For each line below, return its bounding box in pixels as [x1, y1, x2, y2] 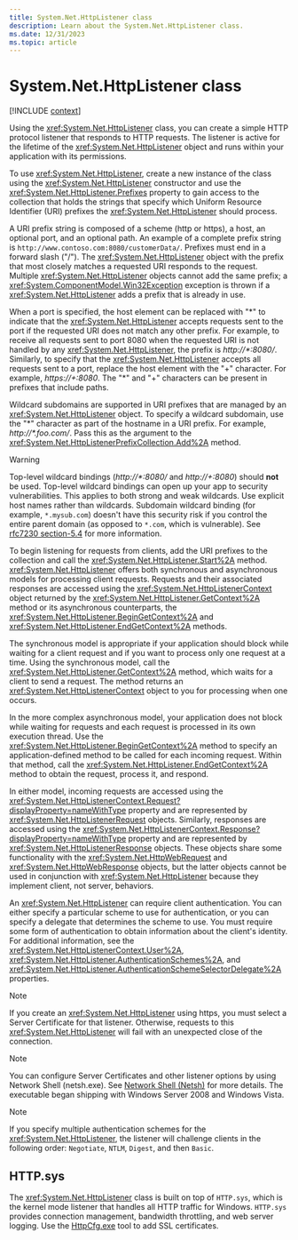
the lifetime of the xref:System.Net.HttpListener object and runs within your [9, 141, 284, 152]
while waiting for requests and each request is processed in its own [9, 722, 255, 732]
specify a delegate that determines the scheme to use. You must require [9, 916, 273, 927]
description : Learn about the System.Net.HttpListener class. [9, 21, 244, 30]
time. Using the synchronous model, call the [9, 657, 170, 668]
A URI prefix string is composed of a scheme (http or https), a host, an [9, 223, 266, 234]
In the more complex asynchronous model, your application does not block [9, 712, 283, 723]
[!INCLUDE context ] [9, 106, 82, 116]
